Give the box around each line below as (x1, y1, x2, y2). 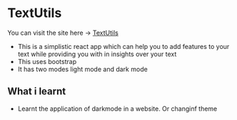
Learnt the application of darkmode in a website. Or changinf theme (17, 104, 218, 113)
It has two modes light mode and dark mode (17, 65, 148, 73)
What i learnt (7, 85, 66, 97)
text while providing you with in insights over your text (17, 50, 177, 58)
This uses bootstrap (17, 57, 77, 65)
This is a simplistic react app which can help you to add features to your (17, 42, 230, 50)
